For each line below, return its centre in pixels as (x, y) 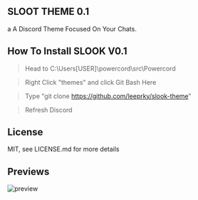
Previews (28, 171)
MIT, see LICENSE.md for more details (63, 149)
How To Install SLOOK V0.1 (67, 52)
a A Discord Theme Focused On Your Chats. (72, 28)
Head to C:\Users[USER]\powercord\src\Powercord (100, 68)
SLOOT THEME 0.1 (48, 12)
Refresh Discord (48, 110)
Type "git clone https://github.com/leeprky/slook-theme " (108, 96)
